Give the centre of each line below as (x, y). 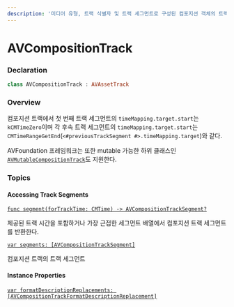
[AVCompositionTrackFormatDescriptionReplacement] (82, 296)
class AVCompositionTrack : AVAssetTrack (68, 84)
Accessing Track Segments (48, 194)
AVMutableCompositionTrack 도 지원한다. (62, 159)
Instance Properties (37, 275)
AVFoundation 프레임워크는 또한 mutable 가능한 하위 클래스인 (92, 151)
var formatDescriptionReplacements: (60, 290)
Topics (19, 178)
